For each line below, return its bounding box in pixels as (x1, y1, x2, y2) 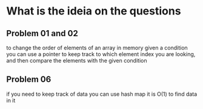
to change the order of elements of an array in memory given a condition (6, 44, 188, 51)
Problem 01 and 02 (6, 28, 79, 39)
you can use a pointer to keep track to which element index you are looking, (6, 51, 196, 58)
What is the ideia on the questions (6, 4, 181, 18)
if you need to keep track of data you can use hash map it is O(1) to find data (6, 90, 198, 98)
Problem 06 (6, 74, 52, 85)
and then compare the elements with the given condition (6, 57, 147, 64)
